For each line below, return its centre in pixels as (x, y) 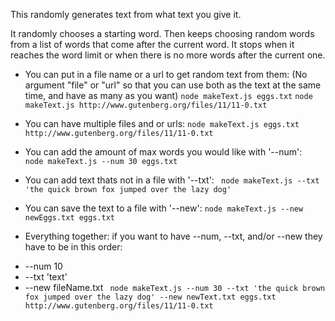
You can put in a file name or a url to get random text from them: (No (166, 74)
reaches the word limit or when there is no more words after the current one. (168, 55)
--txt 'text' (46, 277)
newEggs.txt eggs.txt (69, 218)
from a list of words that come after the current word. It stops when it (152, 44)
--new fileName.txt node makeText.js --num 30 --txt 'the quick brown (175, 287)
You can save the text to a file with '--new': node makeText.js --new (164, 208)
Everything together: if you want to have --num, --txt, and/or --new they (173, 236)
